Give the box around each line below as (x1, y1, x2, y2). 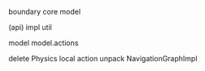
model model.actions (8, 38, 79, 48)
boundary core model (8, 7, 81, 16)
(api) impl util (8, 23, 53, 31)
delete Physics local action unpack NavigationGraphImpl (8, 54, 198, 63)
